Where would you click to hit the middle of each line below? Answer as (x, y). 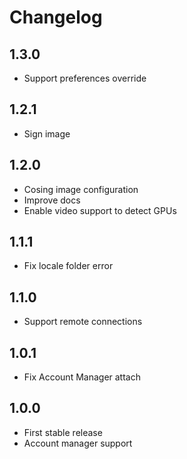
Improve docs (52, 200)
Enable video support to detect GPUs (100, 210)
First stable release (63, 432)
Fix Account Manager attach (82, 377)
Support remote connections (83, 322)
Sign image (47, 133)
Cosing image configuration (81, 189)
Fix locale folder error (68, 266)
